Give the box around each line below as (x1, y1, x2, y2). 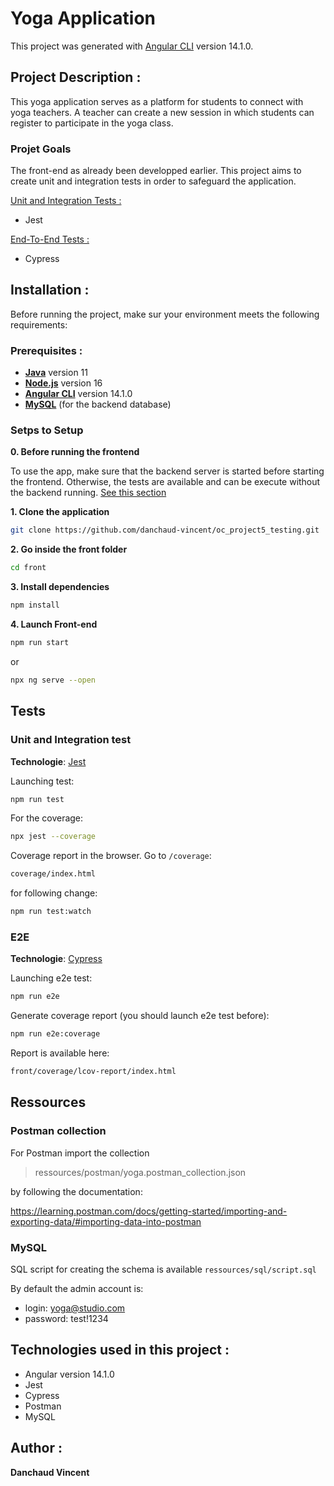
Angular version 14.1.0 (24, 1368, 115, 1380)
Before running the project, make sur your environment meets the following (10, 308, 320, 320)
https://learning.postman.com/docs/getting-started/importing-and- (10, 1205, 288, 1217)
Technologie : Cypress (10, 953, 103, 965)
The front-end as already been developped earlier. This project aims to (10, 165, 302, 177)
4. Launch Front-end (10, 618, 98, 631)
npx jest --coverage (10, 832, 97, 842)
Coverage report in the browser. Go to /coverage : (10, 850, 212, 862)
